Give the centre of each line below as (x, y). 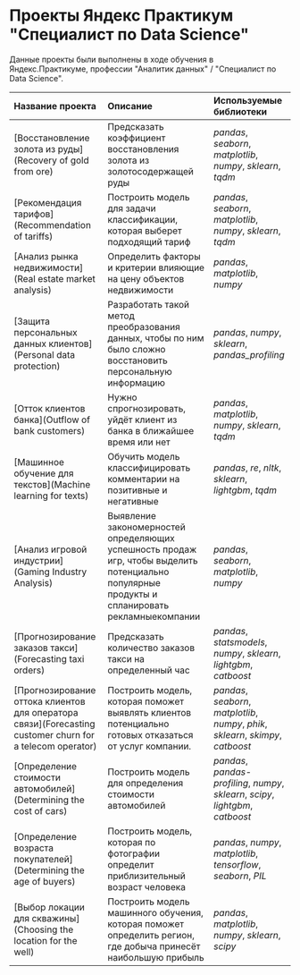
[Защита (32, 321)
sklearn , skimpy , (248, 734)
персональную (139, 371)
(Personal (34, 354)
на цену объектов (146, 278)
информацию (136, 383)
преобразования (143, 326)
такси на (126, 658)
